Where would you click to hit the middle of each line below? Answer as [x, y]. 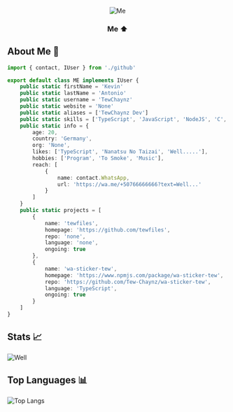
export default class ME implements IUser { [73, 80]
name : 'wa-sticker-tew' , [81, 269]
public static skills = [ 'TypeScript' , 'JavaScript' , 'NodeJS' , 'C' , [123, 119]
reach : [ [45, 164]
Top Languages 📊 [47, 380]
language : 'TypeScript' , [81, 288]
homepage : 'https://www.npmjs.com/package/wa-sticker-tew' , [134, 275]
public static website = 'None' [67, 106]
